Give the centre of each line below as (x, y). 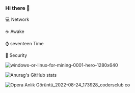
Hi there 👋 (18, 8)
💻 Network (17, 19)
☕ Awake (15, 32)
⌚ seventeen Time (25, 44)
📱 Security (16, 55)
